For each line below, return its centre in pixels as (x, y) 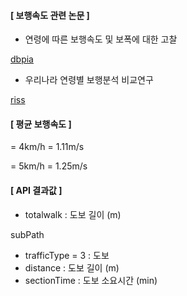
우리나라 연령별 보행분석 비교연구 (89, 80)
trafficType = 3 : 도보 (67, 255)
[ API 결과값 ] (36, 190)
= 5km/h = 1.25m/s (49, 166)
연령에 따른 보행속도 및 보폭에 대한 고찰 (101, 39)
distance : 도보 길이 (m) (72, 267)
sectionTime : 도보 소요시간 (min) (91, 280)
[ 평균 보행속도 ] (41, 124)
